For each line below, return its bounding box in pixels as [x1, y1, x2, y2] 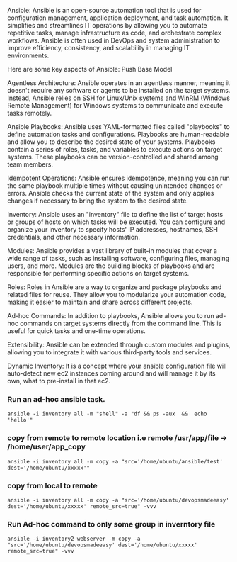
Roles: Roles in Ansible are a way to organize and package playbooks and [7, 283, 222, 291]
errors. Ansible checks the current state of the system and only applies [7, 189, 214, 197]
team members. [7, 160, 53, 169]
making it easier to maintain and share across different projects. [7, 298, 193, 306]
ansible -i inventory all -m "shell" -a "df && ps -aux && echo [7, 410, 207, 417]
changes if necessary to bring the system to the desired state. [7, 196, 189, 205]
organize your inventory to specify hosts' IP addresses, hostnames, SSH [7, 225, 218, 233]
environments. [7, 51, 50, 60]
